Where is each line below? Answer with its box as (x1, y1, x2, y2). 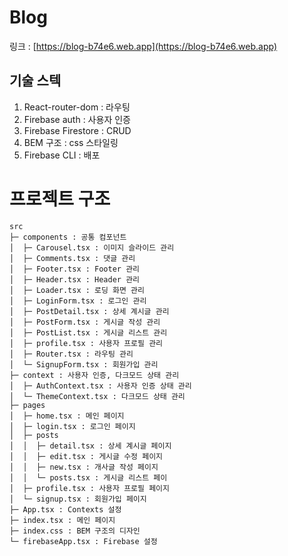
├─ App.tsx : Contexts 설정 (9, 504, 122, 515)
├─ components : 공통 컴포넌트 (9, 232, 127, 242)
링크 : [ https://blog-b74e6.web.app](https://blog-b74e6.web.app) (9, 40, 278, 52)
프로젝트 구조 (9, 187, 111, 210)
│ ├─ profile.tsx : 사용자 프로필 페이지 (9, 483, 170, 493)
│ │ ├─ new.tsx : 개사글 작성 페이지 (9, 462, 159, 472)
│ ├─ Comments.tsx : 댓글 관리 (9, 253, 136, 263)
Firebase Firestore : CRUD (23, 124, 132, 136)
